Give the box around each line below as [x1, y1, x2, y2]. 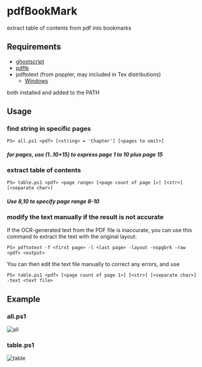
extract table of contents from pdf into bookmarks [7, 24, 132, 31]
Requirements [7, 42, 61, 52]
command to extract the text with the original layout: [7, 233, 137, 240]
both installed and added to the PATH [7, 89, 100, 96]
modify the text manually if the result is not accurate [7, 213, 164, 221]
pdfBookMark [7, 4, 77, 18]
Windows [24, 77, 48, 84]
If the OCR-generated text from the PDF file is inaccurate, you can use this [7, 227, 192, 234]
